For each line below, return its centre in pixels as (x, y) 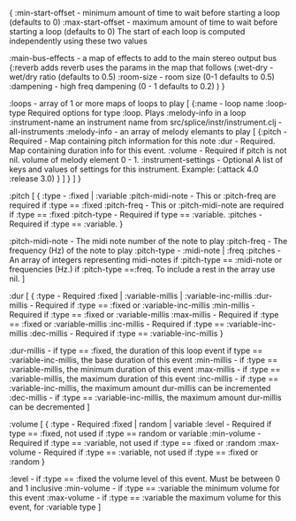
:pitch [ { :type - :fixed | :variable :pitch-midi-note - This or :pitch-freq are (143, 195)
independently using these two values (78, 41)
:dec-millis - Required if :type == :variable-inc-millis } (126, 333)
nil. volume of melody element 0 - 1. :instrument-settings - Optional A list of (146, 160)
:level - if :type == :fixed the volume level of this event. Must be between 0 (145, 479)
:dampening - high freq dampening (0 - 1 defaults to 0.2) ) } (117, 86)
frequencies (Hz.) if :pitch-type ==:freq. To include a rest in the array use (142, 269)
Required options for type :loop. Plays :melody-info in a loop (137, 113)
